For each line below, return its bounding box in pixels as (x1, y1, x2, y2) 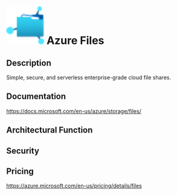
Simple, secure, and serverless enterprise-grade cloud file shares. (6, 74, 171, 81)
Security (6, 145, 39, 156)
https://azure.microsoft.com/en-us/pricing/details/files (6, 182, 142, 190)
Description (6, 58, 51, 68)
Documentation (6, 91, 66, 102)
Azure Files (46, 34, 105, 48)
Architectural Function (6, 125, 93, 136)
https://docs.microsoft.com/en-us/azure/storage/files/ (6, 107, 142, 114)
